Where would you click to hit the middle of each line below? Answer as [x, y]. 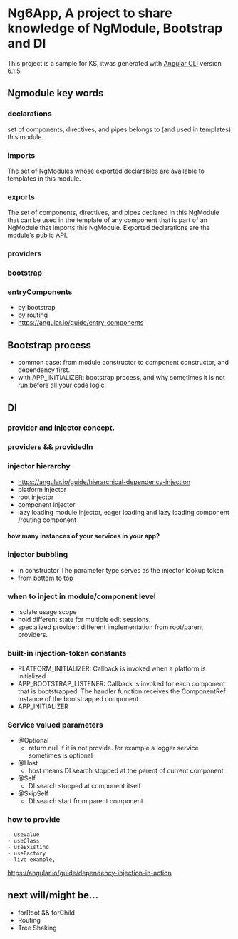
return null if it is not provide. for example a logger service [114, 748]
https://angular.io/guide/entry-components [81, 323]
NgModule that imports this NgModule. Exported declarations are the [109, 228]
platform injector [42, 489]
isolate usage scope [47, 611]
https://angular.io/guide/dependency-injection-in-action [90, 873]
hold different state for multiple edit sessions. [84, 619]
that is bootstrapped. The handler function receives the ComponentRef [122, 691]
